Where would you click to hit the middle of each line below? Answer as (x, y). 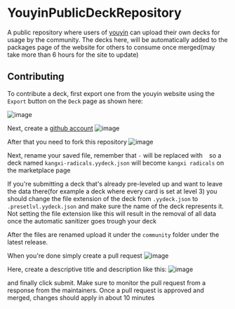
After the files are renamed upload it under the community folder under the (113, 234)
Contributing (36, 77)
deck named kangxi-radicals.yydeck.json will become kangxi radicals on (116, 163)
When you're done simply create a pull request (75, 255)
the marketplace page (39, 170)
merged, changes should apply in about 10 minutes (81, 297)
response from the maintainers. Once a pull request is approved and (106, 290)
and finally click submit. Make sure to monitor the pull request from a (107, 282)
